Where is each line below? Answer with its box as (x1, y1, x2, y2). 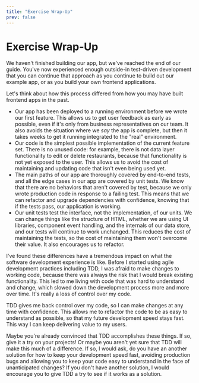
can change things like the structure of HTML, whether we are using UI (14, 216, 189, 223)
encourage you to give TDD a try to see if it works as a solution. (6, 370, 162, 378)
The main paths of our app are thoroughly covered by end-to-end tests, (14, 171, 191, 179)
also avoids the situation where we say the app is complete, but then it (14, 127, 188, 134)
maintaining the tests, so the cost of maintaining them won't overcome (14, 235, 187, 242)
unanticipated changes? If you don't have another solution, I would (6, 364, 169, 371)
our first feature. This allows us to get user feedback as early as (14, 114, 171, 122)
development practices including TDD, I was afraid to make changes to (6, 265, 179, 272)
